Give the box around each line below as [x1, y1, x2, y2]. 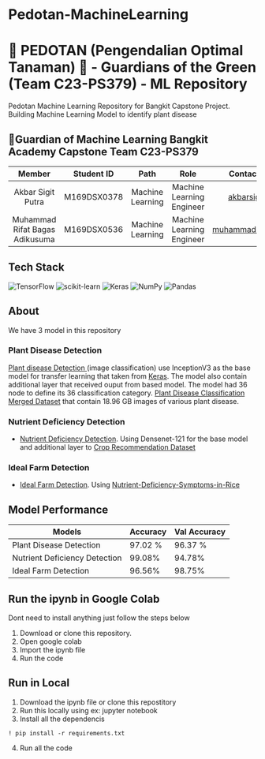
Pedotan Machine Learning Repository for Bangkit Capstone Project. [8, 101, 230, 111]
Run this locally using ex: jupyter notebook [19, 705, 158, 715]
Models [52, 526, 81, 537]
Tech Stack [8, 260, 65, 274]
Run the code [19, 653, 64, 664]
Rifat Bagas [13, 223, 56, 234]
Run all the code [19, 743, 73, 753]
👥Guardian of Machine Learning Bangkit [8, 133, 209, 146]
